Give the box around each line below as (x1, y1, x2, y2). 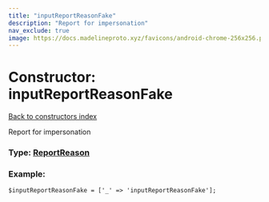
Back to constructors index (8, 112, 98, 121)
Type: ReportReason (8, 147, 90, 158)
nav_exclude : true (8, 26, 70, 34)
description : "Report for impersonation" (8, 19, 149, 27)
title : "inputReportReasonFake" (8, 11, 116, 20)
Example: (8, 168, 46, 180)
